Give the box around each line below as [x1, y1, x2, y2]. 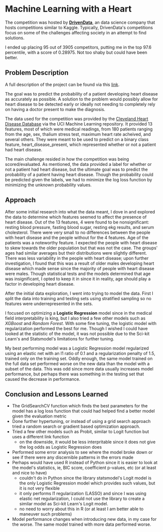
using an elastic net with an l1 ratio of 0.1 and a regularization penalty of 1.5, [5, 350, 156, 356]
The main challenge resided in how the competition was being [5, 156, 130, 162]
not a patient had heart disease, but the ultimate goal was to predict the [5, 166, 148, 172]
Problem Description [5, 69, 69, 77]
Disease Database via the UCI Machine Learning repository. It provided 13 [5, 121, 153, 127]
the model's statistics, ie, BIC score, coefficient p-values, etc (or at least [12, 465, 157, 471]
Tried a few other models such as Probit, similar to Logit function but [12, 429, 149, 435]
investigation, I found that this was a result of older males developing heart [5, 260, 154, 266]
